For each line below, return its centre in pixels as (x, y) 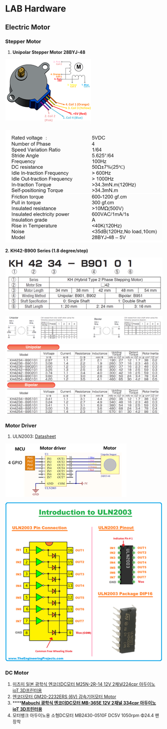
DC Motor (17, 673)
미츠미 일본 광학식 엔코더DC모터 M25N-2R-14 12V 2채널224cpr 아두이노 (84, 684)
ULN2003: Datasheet (34, 436)
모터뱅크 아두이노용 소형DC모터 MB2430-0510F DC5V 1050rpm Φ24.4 (83, 716)
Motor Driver (21, 425)
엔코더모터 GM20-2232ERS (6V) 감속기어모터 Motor (64, 697)
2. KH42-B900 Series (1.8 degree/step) (47, 251)
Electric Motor (28, 27)
